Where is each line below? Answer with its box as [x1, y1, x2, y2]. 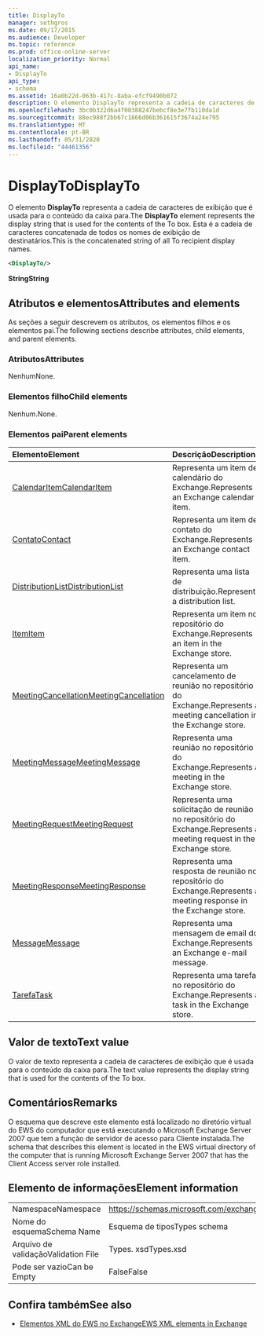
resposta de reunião [171, 866, 246, 877]
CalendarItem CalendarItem [12, 481, 112, 492]
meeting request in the [171, 833, 255, 844]
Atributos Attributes [8, 353, 85, 364]
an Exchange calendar [171, 492, 255, 503]
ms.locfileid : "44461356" [8, 143, 93, 151]
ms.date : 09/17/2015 [8, 26, 76, 34]
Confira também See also [8, 1298, 132, 1312]
